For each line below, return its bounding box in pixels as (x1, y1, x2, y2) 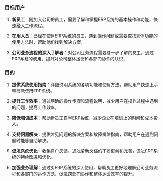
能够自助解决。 (20, 137, 51, 143)
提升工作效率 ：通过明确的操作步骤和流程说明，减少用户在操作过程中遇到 (11, 98, 158, 104)
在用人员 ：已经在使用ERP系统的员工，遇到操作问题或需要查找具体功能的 (11, 33, 158, 39)
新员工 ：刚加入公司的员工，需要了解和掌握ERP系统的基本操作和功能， (11, 16, 154, 23)
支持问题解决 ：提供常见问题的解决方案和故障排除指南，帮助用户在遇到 (11, 131, 154, 137)
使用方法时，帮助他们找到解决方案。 (11, 39, 85, 45)
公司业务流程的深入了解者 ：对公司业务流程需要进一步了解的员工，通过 (11, 50, 154, 56)
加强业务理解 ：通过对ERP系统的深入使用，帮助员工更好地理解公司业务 (11, 164, 154, 170)
